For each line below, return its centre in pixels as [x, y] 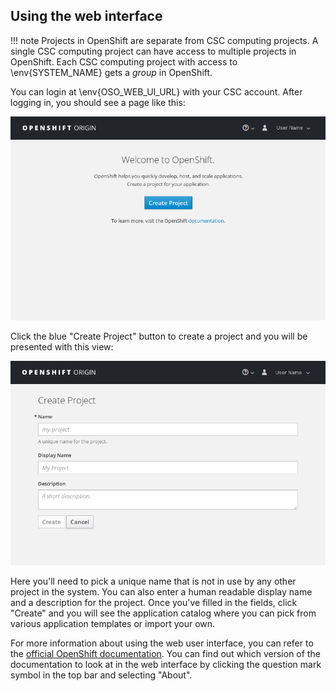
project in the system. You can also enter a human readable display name [161, 592]
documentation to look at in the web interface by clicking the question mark [166, 665]
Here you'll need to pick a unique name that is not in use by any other [153, 581]
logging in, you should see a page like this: [98, 102]
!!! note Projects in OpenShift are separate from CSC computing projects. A [164, 40]
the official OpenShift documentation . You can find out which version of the [165, 654]
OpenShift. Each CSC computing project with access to [124, 61]
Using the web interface [86, 16]
